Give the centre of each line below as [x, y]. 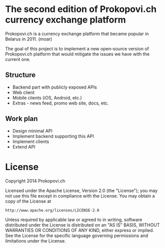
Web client [23, 92]
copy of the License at [28, 201]
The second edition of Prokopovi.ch [81, 9]
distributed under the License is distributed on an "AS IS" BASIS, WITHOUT [82, 225]
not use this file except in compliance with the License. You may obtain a [80, 195]
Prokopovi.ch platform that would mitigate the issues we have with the [77, 54]
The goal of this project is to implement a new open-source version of [77, 48]
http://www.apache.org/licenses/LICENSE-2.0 [52, 210]
